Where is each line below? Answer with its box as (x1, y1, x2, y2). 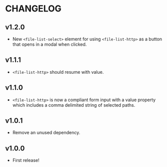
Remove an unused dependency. (12, 130, 80, 136)
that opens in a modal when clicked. (12, 41, 87, 47)
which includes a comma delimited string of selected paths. (12, 102, 135, 108)
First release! (12, 158, 39, 164)
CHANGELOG (5, 3, 61, 14)
